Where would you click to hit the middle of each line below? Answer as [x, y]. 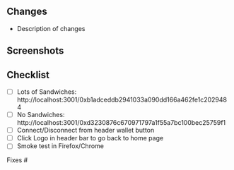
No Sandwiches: [41, 115]
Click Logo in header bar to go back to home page [90, 138]
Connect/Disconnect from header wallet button [86, 130]
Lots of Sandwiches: [47, 92]
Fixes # [17, 160]
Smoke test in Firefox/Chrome [60, 146]
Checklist [28, 74]
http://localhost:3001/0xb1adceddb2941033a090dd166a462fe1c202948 [122, 100]
